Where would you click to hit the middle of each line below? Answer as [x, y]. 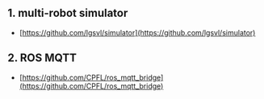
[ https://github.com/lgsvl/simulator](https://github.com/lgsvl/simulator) [137, 32]
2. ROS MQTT [42, 58]
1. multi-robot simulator [68, 13]
